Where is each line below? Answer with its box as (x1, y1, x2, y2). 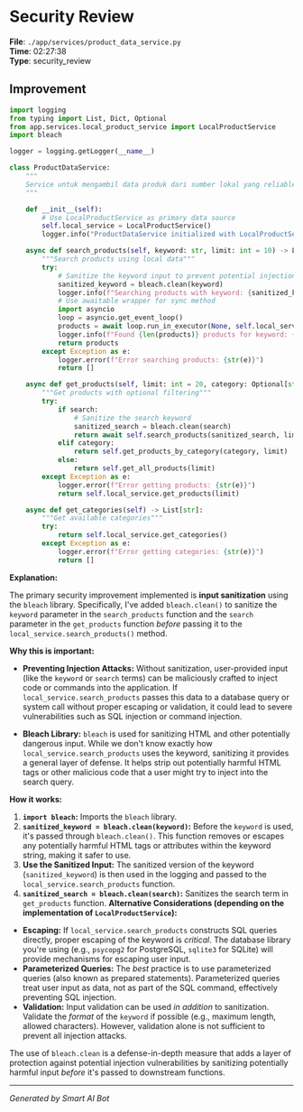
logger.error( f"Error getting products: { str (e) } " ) (57, 480, 256, 489)
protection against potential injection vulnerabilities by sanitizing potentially (9, 1057, 289, 1068)
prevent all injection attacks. (22, 1030, 128, 1041)
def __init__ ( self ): (25, 205, 103, 214)
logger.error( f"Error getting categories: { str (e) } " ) (57, 547, 264, 556)
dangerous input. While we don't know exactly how (22, 737, 214, 748)
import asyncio (57, 305, 115, 314)
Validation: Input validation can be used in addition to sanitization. (22, 1001, 270, 1012)
